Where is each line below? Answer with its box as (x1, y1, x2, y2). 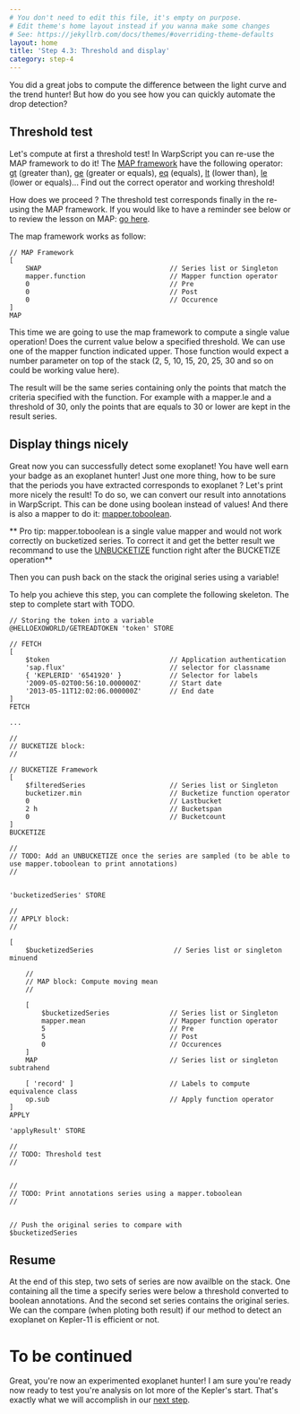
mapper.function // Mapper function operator (25, 271, 279, 281)
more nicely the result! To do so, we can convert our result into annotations (9, 489, 287, 500)
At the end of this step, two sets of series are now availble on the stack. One (9, 1276, 291, 1287)
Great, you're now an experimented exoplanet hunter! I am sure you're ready (9, 1375, 292, 1386)
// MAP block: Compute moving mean (25, 977, 159, 986)
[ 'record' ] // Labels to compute (25, 1078, 251, 1088)
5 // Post (41, 1032, 199, 1041)
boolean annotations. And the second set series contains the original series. (9, 1296, 290, 1306)
